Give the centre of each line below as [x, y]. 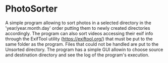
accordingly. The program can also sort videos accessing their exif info [79, 33]
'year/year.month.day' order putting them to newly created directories [78, 28]
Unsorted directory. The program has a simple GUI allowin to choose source [84, 49]
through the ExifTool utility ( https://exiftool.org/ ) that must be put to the [79, 39]
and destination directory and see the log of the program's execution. [77, 55]
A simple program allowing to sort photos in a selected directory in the [78, 23]
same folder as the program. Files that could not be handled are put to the [82, 44]
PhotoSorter [32, 9]
